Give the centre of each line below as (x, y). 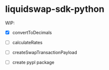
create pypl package (33, 63)
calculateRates (27, 42)
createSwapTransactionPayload (45, 53)
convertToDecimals (32, 32)
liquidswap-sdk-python (55, 9)
